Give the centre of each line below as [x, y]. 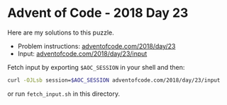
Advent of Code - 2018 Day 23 [98, 13]
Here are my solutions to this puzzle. [61, 32]
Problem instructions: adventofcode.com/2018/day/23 [96, 46]
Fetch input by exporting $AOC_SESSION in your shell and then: [96, 67]
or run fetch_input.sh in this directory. [64, 94]
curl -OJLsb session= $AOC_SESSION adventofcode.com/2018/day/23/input [114, 80]
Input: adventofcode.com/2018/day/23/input [82, 54]
